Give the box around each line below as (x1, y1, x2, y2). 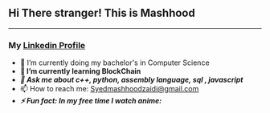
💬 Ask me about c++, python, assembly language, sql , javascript (19, 75, 243, 85)
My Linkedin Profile (8, 39, 86, 50)
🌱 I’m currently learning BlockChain (19, 67, 141, 76)
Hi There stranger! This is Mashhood (8, 6, 195, 20)
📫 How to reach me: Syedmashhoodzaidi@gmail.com (19, 84, 199, 94)
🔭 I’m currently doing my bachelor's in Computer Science (19, 58, 211, 67)
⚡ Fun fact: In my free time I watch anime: (19, 96, 162, 106)
